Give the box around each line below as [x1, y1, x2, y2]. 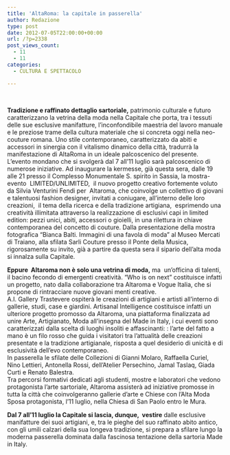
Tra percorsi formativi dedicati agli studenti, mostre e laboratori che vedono [7, 375, 221, 383]
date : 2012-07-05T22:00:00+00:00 [7, 29, 103, 36]
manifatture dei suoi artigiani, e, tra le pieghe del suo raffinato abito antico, [7, 418, 218, 426]
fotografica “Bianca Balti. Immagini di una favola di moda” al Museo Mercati [7, 230, 220, 238]
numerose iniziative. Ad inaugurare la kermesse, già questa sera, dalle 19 [7, 165, 214, 173]
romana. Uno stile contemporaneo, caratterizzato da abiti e [30, 135, 198, 143]
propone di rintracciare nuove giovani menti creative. [7, 287, 157, 296]
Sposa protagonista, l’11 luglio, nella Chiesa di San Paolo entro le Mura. [7, 397, 207, 405]
